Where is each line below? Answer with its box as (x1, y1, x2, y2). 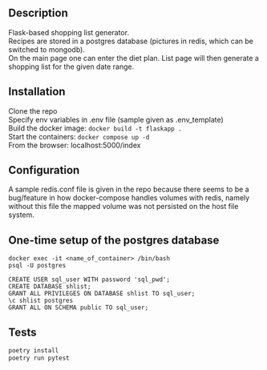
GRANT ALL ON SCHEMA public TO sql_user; (8, 304, 149, 312)
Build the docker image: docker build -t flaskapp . (8, 123, 182, 133)
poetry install (8, 347, 59, 355)
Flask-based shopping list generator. (8, 27, 130, 37)
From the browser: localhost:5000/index (8, 140, 141, 150)
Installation (8, 85, 66, 99)
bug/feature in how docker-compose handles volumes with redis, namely (8, 193, 250, 203)
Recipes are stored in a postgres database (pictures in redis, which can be (8, 36, 254, 46)
